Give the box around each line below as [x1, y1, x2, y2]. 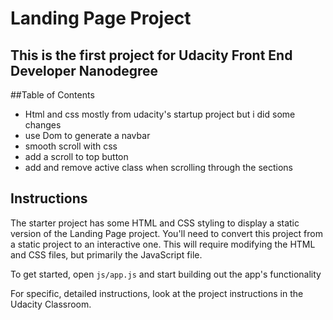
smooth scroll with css [24, 140, 118, 152]
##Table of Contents [10, 89, 95, 101]
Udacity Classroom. [10, 298, 92, 310]
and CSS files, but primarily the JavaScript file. [10, 248, 203, 261]
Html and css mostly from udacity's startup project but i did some [24, 108, 296, 120]
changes [24, 119, 62, 131]
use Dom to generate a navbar [24, 130, 151, 141]
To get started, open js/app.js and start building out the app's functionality [10, 268, 322, 280]
